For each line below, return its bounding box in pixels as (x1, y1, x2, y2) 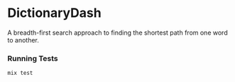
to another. (7, 35, 39, 44)
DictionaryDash (7, 5, 102, 21)
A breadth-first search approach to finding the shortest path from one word (7, 28, 229, 37)
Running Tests (7, 53, 58, 63)
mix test (7, 69, 33, 77)
